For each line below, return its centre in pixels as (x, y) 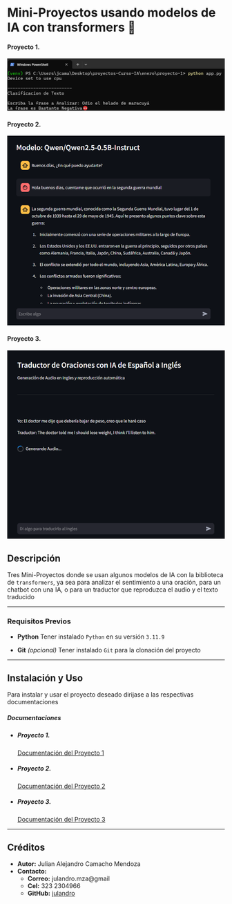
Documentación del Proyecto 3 (61, 819)
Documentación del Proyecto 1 (61, 753)
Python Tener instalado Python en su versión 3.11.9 (91, 637)
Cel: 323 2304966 (54, 886)
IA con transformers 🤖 (71, 27)
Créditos (26, 847)
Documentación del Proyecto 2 (61, 786)
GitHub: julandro (51, 894)
